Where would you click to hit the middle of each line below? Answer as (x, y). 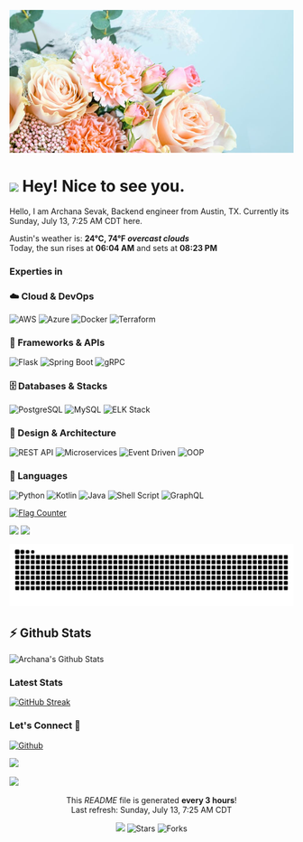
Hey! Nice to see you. (104, 187)
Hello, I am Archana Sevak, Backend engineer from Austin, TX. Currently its (149, 211)
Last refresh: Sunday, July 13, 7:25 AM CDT (151, 809)
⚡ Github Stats (50, 633)
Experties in (36, 271)
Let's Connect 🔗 (45, 725)
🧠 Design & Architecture (63, 433)
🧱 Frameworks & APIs (57, 342)
